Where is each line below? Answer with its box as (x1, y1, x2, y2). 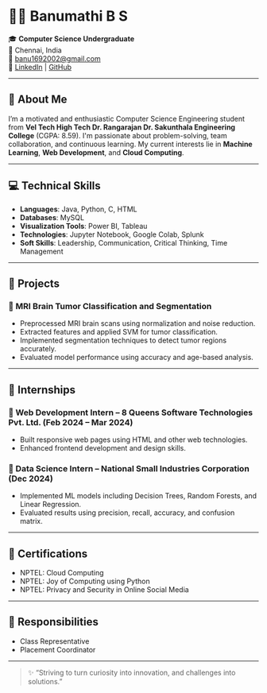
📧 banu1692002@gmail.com (8, 53, 101, 63)
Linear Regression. (19, 500, 82, 509)
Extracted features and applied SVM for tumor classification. (19, 327, 219, 337)
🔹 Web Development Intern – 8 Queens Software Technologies (8, 407, 253, 418)
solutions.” (27, 676, 63, 686)
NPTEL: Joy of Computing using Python (19, 576, 150, 587)
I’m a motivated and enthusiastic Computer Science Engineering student (8, 114, 245, 123)
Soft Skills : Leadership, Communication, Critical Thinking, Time (19, 238, 228, 247)
